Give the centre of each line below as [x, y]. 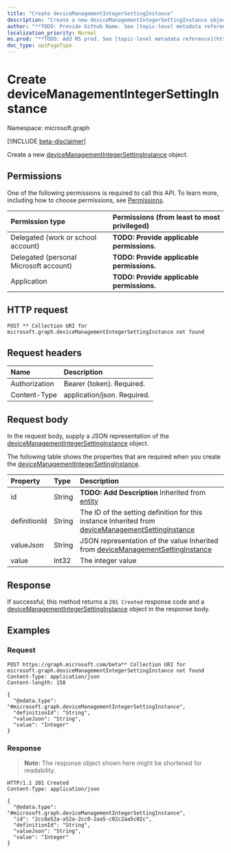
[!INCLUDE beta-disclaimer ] [46, 141]
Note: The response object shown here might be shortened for [113, 763]
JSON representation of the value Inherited [149, 541]
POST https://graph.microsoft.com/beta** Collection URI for [97, 664]
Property [25, 481]
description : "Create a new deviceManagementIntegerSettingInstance [107, 20]
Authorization [32, 384]
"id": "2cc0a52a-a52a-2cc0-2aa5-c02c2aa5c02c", [83, 819]
